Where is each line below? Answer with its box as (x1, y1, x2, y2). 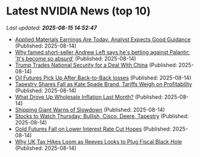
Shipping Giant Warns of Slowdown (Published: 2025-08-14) (14, 106, 165, 113)
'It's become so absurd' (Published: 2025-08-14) (14, 55, 136, 62)
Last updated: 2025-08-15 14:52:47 (6, 24, 97, 31)
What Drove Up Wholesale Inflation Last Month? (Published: (14, 93, 163, 100)
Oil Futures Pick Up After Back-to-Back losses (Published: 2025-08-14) (14, 74, 192, 81)
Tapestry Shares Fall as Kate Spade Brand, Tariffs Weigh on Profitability (14, 80, 192, 88)
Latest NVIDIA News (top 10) (6, 4, 151, 18)
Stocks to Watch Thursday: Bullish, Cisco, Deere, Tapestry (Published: (14, 112, 189, 120)
